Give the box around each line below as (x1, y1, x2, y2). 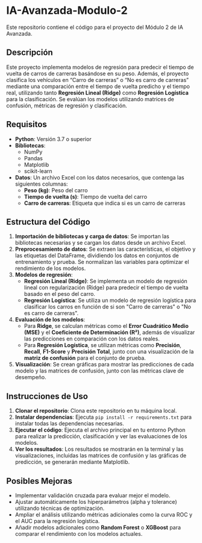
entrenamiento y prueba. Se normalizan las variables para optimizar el (14, 259, 189, 266)
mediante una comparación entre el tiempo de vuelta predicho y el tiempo (6, 83, 190, 90)
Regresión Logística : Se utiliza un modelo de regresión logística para (24, 297, 197, 304)
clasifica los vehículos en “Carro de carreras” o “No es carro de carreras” (6, 76, 189, 83)
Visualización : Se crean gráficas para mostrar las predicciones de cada (14, 361, 194, 368)
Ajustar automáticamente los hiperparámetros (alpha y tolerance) (14, 498, 177, 505)
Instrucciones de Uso (6, 391, 89, 401)
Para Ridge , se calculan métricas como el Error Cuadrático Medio (24, 322, 189, 330)
